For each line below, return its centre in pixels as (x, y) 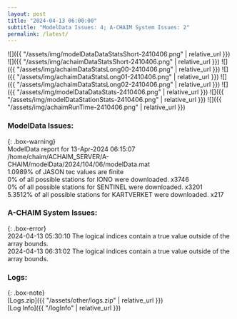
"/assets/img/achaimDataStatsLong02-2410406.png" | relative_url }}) (118, 85)
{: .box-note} (26, 293)
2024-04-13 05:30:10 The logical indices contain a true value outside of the (118, 236)
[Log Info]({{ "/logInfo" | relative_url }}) (64, 308)
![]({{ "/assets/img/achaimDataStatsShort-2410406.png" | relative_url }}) (114, 62)
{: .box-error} (27, 228)
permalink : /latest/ (38, 34)
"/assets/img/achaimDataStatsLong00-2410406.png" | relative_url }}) (118, 69)
